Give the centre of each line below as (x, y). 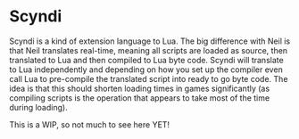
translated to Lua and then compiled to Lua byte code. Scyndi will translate (146, 60)
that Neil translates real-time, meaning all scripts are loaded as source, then (149, 50)
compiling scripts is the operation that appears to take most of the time (140, 98)
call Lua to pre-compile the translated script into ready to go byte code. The (149, 78)
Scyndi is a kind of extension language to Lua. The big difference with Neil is (150, 41)
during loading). (39, 107)
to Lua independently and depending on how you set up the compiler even (146, 69)
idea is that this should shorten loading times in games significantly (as (140, 88)
